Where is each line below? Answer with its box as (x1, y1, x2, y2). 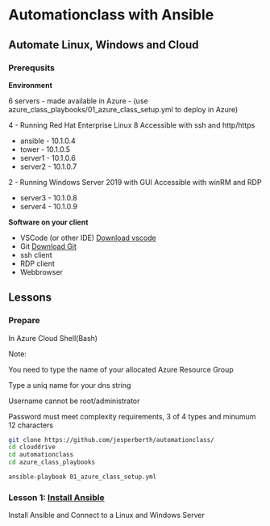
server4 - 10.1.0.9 (19, 201, 78, 211)
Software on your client (8, 217, 89, 227)
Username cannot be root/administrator (8, 396, 140, 406)
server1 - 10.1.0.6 (19, 153, 77, 162)
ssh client (19, 250, 52, 259)
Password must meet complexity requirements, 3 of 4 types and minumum (8, 411, 256, 421)
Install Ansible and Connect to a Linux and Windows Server (8, 511, 206, 520)
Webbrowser (19, 267, 63, 276)
